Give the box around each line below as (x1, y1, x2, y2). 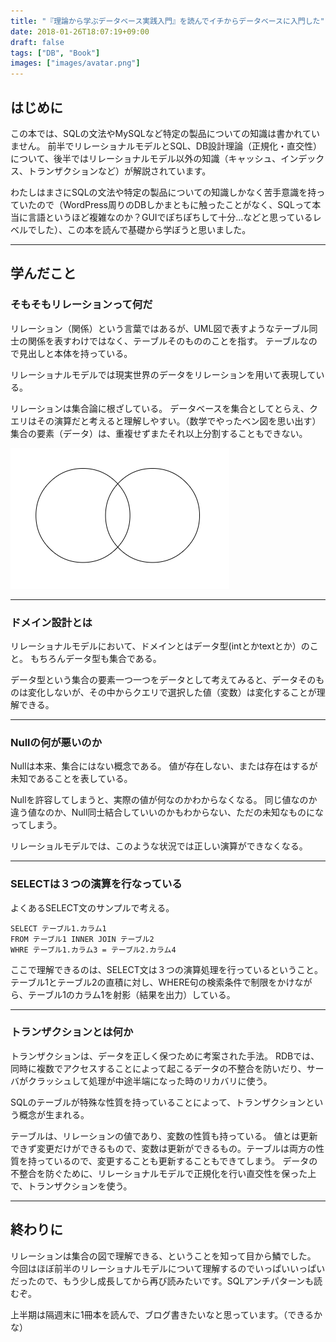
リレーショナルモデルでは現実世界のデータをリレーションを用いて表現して (10, 368, 317, 380)
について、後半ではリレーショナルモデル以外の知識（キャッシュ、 (10, 152, 282, 164)
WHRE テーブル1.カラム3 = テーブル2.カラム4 (10, 945, 177, 955)
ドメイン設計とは (10, 615, 93, 629)
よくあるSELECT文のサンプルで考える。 (10, 901, 175, 914)
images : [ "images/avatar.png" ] (10, 58, 141, 69)
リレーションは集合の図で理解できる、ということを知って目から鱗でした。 (10, 1250, 317, 1262)
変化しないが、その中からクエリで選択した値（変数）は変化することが (27, 686, 317, 698)
